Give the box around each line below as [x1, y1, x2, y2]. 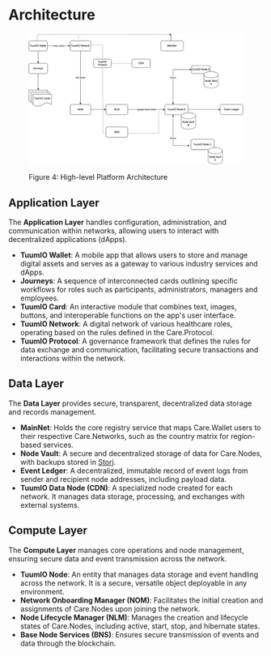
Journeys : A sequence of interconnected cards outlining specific [19, 275, 239, 285]
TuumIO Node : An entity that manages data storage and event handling [19, 569, 259, 579]
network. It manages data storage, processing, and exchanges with [19, 492, 245, 501]
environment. [19, 586, 65, 596]
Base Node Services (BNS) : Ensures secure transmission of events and [19, 629, 259, 639]
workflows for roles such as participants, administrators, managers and [19, 284, 258, 294]
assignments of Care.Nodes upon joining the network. [19, 603, 201, 613]
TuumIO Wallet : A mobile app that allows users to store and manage [19, 249, 248, 260]
